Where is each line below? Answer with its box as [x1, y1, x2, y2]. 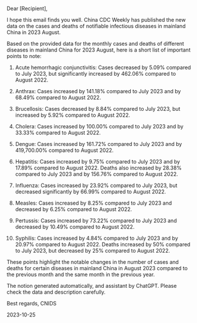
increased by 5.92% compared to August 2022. [15, 111, 131, 118]
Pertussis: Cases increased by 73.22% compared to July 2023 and [15, 217, 177, 224]
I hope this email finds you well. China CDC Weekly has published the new [6, 16, 186, 23]
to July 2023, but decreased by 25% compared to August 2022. [15, 247, 171, 254]
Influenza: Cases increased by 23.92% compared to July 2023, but [15, 182, 178, 189]
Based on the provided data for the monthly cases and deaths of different [6, 40, 184, 47]
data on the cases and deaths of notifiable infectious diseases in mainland [6, 23, 186, 29]
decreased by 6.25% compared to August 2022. [15, 206, 133, 213]
